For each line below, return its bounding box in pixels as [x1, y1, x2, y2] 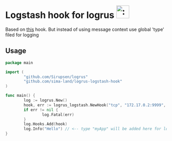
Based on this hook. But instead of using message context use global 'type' [5, 26, 165, 32]
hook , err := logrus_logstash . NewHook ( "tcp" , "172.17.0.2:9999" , [24, 103, 166, 108]
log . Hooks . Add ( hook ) [24, 122, 68, 127]
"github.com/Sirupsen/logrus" [24, 74, 88, 79]
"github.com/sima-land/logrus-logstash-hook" [24, 79, 123, 84]
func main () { [5, 93, 36, 98]
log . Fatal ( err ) [41, 112, 74, 117]
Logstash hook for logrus [5, 9, 115, 21]
